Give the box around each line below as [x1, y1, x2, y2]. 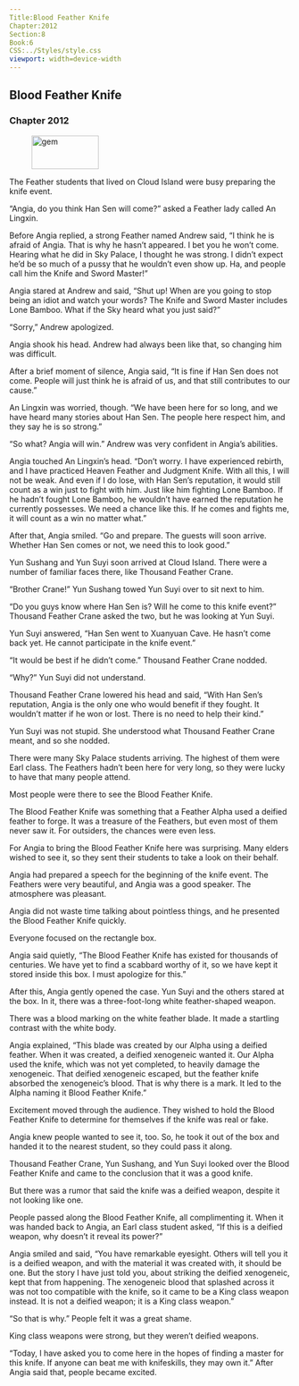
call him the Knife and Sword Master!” [9, 267, 149, 278]
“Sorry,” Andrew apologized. [9, 321, 114, 332]
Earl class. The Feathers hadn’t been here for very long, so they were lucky [9, 762, 286, 773]
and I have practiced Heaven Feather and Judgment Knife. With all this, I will [9, 465, 290, 476]
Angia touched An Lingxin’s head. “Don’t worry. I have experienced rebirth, [9, 455, 284, 466]
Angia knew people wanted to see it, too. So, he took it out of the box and [9, 1131, 279, 1142]
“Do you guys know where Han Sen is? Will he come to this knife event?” [9, 601, 277, 612]
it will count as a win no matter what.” [9, 512, 147, 523]
